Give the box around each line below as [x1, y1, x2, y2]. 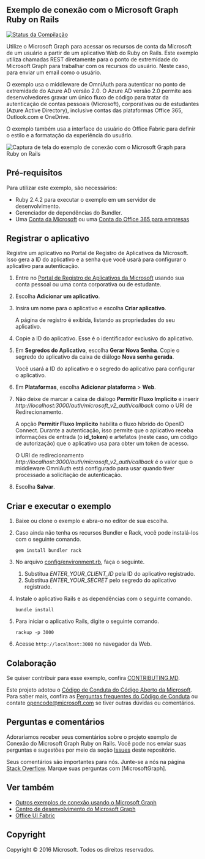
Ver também [6, 782, 54, 793]
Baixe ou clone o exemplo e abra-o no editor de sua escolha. [15, 517, 169, 525]
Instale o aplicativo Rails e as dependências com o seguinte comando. [15, 595, 193, 603]
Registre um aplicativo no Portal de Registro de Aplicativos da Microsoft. [6, 250, 188, 257]
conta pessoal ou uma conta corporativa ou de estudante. [15, 281, 162, 288]
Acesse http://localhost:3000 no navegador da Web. [15, 640, 152, 647]
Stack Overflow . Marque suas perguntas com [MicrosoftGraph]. [6, 765, 167, 772]
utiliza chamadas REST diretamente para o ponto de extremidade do [6, 55, 179, 63]
